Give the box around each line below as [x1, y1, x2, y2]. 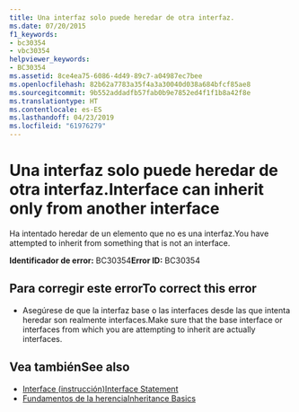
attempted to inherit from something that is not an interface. [9, 237, 231, 248]
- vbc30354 [9, 47, 50, 56]
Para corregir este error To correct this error [9, 281, 258, 296]
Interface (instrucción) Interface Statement [22, 383, 179, 394]
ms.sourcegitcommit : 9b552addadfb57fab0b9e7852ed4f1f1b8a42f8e [9, 88, 251, 97]
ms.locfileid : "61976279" [9, 122, 106, 131]
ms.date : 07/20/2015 [9, 22, 87, 31]
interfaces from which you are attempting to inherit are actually [22, 324, 256, 335]
